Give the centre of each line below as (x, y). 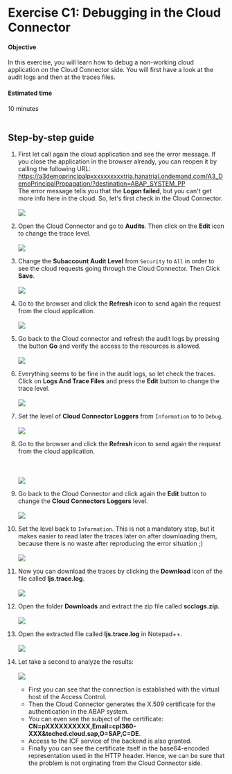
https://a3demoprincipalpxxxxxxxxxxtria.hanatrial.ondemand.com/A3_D (121, 176)
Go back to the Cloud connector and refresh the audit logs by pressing (119, 339)
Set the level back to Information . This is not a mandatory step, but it (116, 529)
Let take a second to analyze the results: (75, 662)
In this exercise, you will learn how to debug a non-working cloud (101, 62)
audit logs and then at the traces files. (62, 77)
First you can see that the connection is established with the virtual (124, 689)
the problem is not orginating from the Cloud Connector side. (115, 763)
